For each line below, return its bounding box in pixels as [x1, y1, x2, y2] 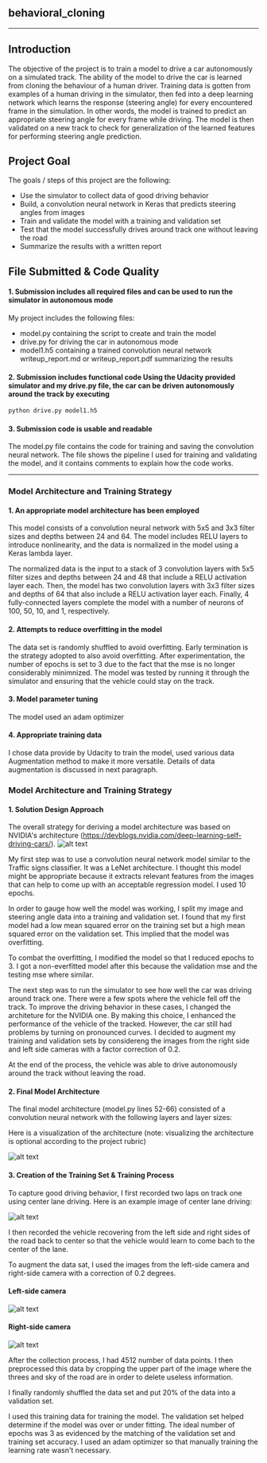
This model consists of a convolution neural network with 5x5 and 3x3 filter [8, 523, 255, 533]
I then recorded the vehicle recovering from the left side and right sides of [8, 1227, 250, 1237]
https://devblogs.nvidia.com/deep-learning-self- [83, 831, 242, 841]
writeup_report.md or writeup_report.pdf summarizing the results [19, 354, 234, 364]
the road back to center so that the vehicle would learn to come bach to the [8, 1235, 256, 1245]
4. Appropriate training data [8, 730, 102, 739]
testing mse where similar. [8, 970, 94, 980]
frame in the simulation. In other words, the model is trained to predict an [8, 106, 247, 115]
